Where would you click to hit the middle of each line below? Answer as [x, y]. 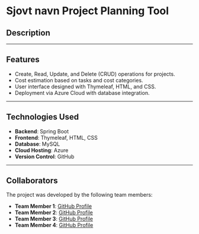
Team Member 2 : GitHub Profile [54, 213]
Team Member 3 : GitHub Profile [54, 219]
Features [23, 60]
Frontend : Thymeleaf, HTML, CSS [56, 137]
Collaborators [32, 181]
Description [28, 33]
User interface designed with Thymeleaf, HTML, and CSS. [85, 86]
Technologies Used [42, 117]
